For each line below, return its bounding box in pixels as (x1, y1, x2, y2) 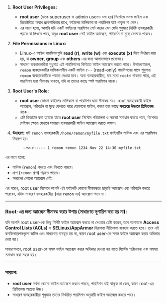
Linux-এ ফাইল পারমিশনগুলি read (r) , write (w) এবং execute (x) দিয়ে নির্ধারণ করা (19, 50, 156, 56)
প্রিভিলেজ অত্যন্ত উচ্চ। (12, 286, 44, 292)
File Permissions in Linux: (12, 41, 67, 46)
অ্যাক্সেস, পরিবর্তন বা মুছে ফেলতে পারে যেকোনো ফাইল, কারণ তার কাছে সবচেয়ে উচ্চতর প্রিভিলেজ (19, 103, 154, 109)
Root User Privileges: (12, 4, 57, 10)
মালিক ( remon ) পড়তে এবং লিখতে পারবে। (12, 164, 75, 170)
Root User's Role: (12, 88, 49, 94)
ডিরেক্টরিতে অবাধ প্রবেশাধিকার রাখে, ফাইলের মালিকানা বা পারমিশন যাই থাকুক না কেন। (19, 19, 139, 25)
